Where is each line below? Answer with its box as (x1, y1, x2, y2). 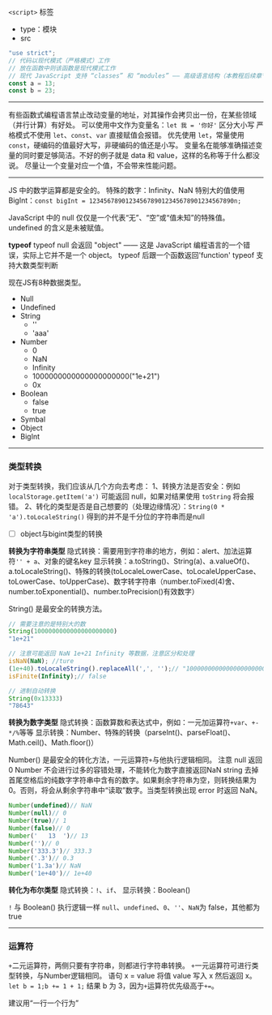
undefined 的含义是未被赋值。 (8, 223, 108, 233)
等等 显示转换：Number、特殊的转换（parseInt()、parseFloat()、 (19, 728, 235, 738)
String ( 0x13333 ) (8, 694, 63, 703)
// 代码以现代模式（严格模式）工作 (8, 56, 110, 65)
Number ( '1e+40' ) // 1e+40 (8, 870, 92, 878)
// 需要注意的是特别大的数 (8, 619, 87, 628)
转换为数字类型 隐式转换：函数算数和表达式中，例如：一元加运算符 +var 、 (8, 717, 253, 727)
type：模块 (19, 24, 57, 34)
